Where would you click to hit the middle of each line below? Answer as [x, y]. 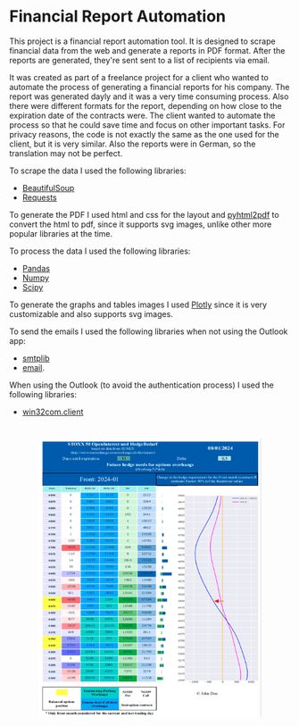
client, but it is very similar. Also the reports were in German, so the [133, 144]
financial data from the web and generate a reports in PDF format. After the [147, 50]
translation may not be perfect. [66, 153]
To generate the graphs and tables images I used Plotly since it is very [138, 305]
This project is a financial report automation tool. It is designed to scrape [142, 41]
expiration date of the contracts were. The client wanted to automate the [142, 115]
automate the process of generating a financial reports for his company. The [149, 87]
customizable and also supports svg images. [91, 313]
